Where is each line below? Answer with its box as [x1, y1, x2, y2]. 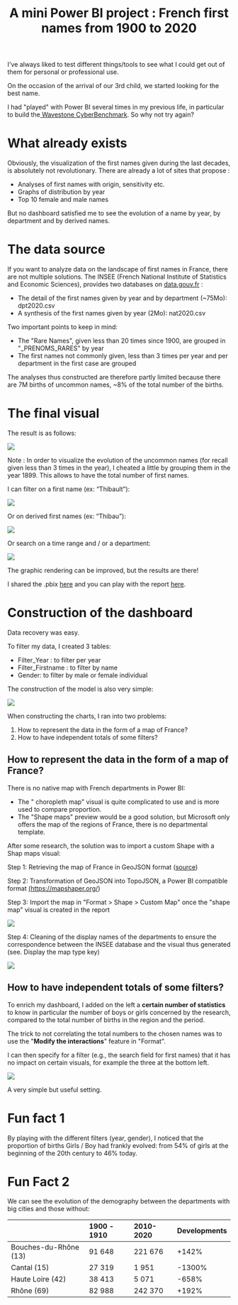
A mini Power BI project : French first [9, 5, 229, 21]
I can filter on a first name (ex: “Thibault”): [7, 485, 130, 493]
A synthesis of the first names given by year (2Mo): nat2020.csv [17, 309, 206, 318]
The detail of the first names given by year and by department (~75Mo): [17, 294, 227, 303]
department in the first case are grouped [17, 359, 137, 367]
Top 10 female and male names [17, 195, 108, 204]
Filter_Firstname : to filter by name [17, 663, 118, 672]
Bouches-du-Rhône [11, 1242, 80, 1252]
